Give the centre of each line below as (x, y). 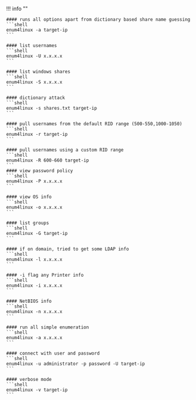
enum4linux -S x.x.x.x (34, 82)
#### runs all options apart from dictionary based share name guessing (98, 20)
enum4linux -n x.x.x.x (34, 312)
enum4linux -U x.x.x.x (34, 56)
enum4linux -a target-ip (37, 30)
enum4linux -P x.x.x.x (34, 181)
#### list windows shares (38, 72)
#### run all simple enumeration (48, 327)
